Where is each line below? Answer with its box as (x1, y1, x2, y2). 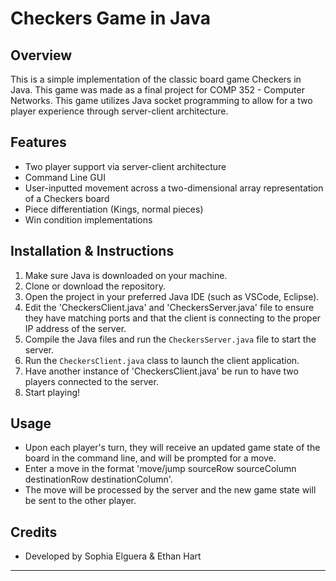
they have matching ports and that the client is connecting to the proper (24, 312, 322, 324)
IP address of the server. (24, 322, 127, 334)
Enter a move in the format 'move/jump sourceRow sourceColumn (24, 463, 297, 475)
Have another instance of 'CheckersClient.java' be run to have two (24, 365, 299, 377)
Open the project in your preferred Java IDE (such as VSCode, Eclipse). (24, 290, 320, 302)
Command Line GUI (24, 171, 106, 183)
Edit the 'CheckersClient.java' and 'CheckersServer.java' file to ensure (24, 301, 315, 313)
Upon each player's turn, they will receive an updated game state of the (24, 442, 321, 454)
